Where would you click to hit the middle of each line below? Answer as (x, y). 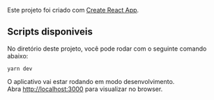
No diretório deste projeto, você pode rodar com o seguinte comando (107, 49)
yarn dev (20, 69)
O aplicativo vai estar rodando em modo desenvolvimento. (91, 81)
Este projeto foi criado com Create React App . (73, 10)
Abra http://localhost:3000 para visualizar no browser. (85, 89)
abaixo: (18, 56)
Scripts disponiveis (50, 32)
